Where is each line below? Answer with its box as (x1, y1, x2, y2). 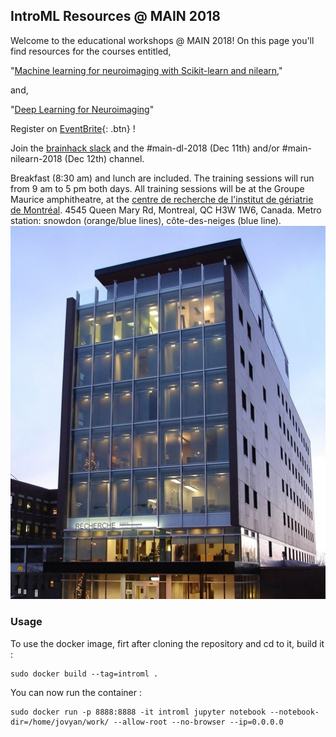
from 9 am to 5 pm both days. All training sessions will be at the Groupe (10, 182, 305, 194)
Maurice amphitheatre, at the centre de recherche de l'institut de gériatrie (10, 193, 314, 205)
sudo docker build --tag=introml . (10, 669, 159, 679)
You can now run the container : (10, 686, 143, 698)
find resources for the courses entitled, (10, 45, 172, 57)
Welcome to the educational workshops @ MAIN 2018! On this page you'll (10, 34, 315, 46)
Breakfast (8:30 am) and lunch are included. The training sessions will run (10, 172, 315, 184)
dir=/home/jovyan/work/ (10, 717, 110, 727)
